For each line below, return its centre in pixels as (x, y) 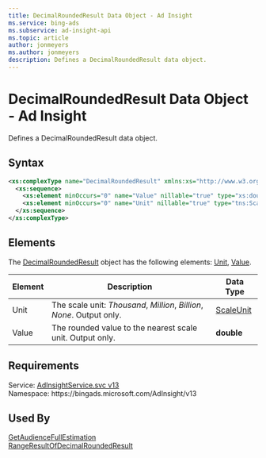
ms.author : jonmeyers (44, 52)
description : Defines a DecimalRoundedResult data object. (108, 60)
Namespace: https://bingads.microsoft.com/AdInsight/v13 (103, 393)
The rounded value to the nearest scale (124, 328)
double (229, 333)
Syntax (26, 163)
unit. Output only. (84, 337)
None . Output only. (86, 314)
